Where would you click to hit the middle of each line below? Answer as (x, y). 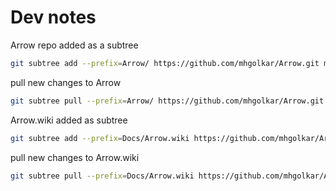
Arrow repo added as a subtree (74, 45)
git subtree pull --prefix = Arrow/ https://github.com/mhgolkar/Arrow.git (167, 101)
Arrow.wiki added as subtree (69, 120)
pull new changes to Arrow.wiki (75, 157)
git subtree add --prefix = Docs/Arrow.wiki (100, 138)
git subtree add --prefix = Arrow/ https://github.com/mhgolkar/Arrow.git (165, 63)
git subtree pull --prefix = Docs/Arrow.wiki (102, 176)
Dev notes (53, 17)
